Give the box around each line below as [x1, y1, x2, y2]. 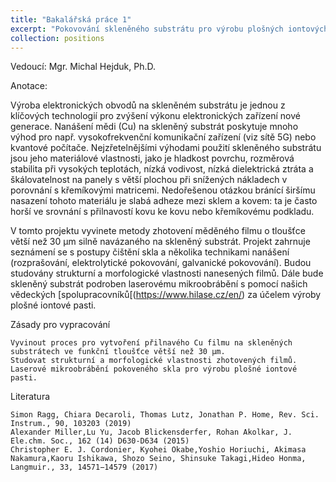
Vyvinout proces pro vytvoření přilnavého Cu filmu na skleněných [10, 338, 293, 348]
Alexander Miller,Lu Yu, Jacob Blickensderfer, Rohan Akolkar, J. [10, 427, 293, 438]
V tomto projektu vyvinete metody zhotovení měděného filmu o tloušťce [10, 225, 306, 237]
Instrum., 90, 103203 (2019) [10, 419, 132, 429]
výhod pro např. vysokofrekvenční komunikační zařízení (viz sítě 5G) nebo [10, 131, 317, 143]
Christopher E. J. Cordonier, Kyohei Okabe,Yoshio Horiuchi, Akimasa [10, 445, 307, 455]
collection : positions [10, 33, 105, 43]
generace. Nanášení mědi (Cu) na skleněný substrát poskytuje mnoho [10, 121, 299, 133]
